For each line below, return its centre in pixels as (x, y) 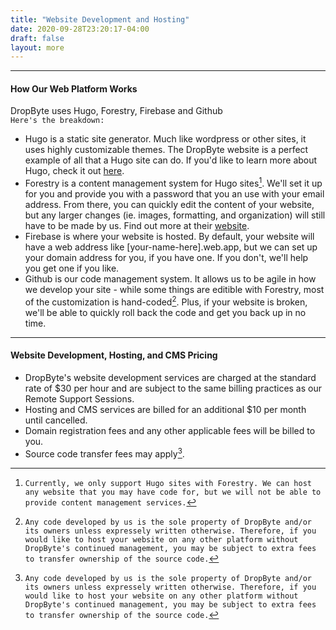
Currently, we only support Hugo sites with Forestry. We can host (168, 483)
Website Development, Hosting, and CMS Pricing (114, 355)
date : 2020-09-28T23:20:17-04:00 (80, 29)
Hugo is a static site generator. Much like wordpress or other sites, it (165, 139)
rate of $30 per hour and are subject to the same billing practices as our (173, 388)
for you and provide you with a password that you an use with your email (174, 194)
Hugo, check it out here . (74, 171)
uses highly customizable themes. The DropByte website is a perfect (166, 150)
